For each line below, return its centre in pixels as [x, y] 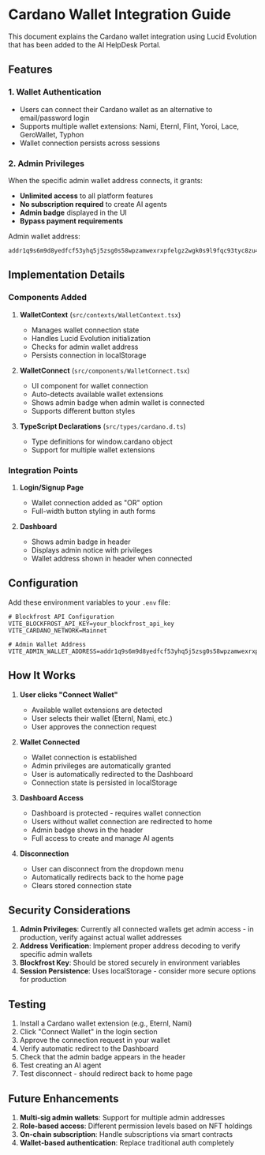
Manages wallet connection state [85, 330]
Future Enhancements [64, 1099]
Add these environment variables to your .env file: [90, 602]
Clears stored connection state [82, 885]
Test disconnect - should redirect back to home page [106, 1074]
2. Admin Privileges [47, 163]
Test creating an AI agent [60, 1065]
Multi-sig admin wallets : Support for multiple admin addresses [122, 1117]
